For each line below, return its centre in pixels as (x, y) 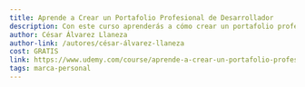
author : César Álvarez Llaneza (69, 34)
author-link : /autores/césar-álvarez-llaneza (97, 43)
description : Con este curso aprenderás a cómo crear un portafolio (142, 26)
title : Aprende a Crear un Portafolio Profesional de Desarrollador (142, 18)
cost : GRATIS (34, 52)
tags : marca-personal (50, 69)
